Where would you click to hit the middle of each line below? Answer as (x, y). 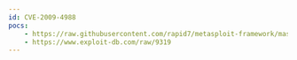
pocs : (18, 26)
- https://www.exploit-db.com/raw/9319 (98, 42)
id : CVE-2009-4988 (42, 17)
